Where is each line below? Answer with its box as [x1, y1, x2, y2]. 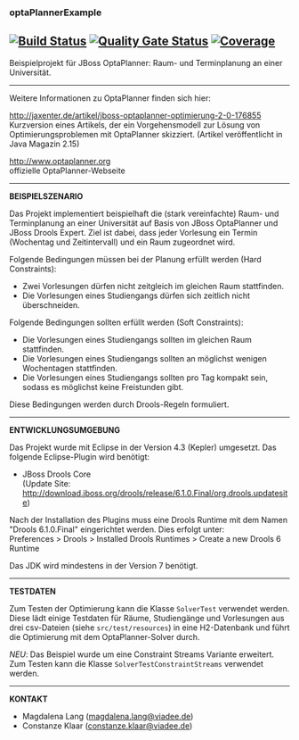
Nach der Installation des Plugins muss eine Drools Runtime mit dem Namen [9, 514, 287, 525]
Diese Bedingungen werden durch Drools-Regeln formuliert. [9, 399, 230, 410]
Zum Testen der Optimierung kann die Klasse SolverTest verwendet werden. [9, 603, 290, 613]
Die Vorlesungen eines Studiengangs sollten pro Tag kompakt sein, [21, 372, 269, 383]
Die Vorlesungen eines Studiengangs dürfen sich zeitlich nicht [21, 290, 251, 301]
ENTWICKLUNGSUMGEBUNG [9, 424, 120, 435]
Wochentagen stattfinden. [21, 362, 118, 373]
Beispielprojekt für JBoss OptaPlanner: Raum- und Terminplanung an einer [9, 57, 283, 68]
